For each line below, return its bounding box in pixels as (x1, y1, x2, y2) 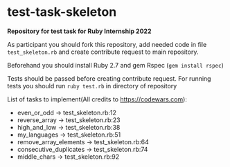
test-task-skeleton (7, 4, 117, 20)
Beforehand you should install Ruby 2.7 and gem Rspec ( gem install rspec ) (7, 61, 224, 69)
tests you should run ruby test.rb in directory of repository (7, 81, 177, 90)
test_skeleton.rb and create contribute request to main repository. (7, 48, 199, 56)
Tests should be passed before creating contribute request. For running (7, 74, 211, 83)
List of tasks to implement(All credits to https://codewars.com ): (7, 95, 187, 104)
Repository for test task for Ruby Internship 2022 (7, 27, 152, 35)
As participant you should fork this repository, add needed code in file (7, 40, 207, 48)
